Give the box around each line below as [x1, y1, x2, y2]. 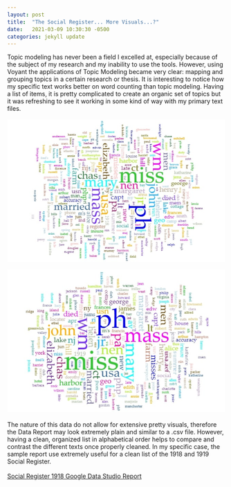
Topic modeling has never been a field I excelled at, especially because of [7, 53, 218, 62]
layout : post [7, 11, 45, 18]
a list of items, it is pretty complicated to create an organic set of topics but [7, 90, 221, 98]
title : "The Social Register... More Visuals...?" [7, 18, 159, 26]
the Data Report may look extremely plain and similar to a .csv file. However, [7, 427, 224, 436]
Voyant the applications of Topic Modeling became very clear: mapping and [7, 68, 223, 76]
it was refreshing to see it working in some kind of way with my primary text [7, 97, 223, 105]
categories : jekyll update [7, 33, 85, 40]
